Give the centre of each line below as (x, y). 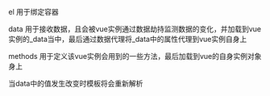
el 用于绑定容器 (33, 12)
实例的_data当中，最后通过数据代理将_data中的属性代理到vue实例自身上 (128, 39)
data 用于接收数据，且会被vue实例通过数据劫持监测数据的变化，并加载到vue (135, 29)
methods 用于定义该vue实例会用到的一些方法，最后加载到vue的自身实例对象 (135, 56)
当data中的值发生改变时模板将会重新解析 (76, 83)
